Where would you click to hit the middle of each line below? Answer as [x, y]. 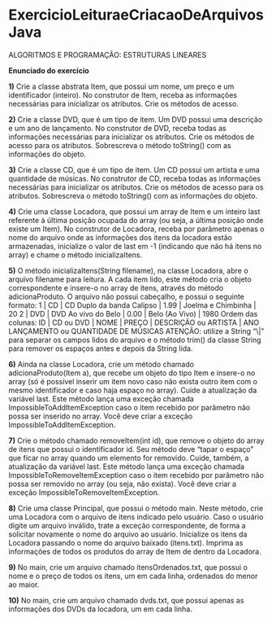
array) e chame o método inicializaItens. [76, 255]
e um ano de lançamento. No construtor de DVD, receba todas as [117, 128]
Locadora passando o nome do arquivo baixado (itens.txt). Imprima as [126, 542]
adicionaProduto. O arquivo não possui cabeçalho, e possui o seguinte [127, 296]
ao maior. [24, 585]
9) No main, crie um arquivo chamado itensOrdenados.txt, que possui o [128, 567]
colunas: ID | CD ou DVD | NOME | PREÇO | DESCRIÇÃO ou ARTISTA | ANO [134, 322]
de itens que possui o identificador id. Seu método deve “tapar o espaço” [131, 449]
